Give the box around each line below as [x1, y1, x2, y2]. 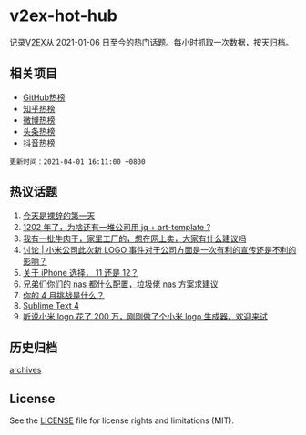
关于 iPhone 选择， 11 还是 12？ [22, 267, 139, 278]
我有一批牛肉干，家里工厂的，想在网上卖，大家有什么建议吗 [22, 233, 247, 244]
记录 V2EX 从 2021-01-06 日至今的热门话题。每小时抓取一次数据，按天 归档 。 [9, 36, 294, 47]
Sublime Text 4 [22, 299, 80, 310]
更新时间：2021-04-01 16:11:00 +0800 [9, 157, 146, 167]
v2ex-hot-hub [9, 5, 118, 26]
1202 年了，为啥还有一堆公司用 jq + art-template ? [22, 221, 211, 232]
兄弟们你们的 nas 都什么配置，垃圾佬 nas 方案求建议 [22, 278, 219, 289]
